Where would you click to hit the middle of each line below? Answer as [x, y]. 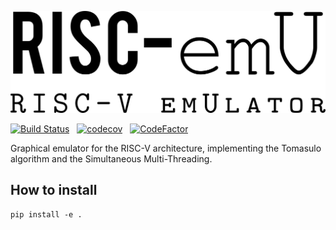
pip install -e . [46, 214]
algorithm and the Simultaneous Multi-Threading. [111, 158]
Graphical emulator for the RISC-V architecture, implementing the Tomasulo [166, 148]
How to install [54, 190]
